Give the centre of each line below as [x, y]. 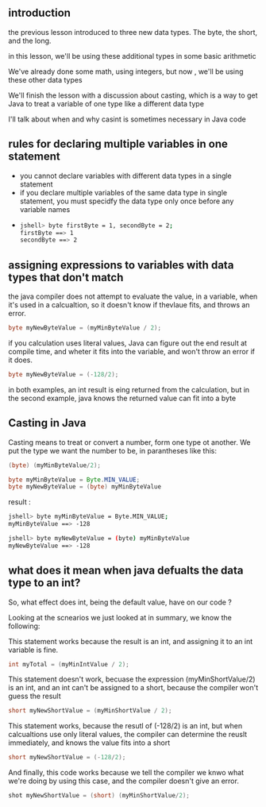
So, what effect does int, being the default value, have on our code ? [120, 602]
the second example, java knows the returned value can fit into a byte [122, 398]
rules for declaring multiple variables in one [118, 144]
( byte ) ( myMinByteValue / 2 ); [55, 465]
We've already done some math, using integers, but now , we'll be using [126, 71]
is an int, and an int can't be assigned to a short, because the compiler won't [133, 688]
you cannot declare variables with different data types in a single [125, 176]
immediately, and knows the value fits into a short [89, 743]
